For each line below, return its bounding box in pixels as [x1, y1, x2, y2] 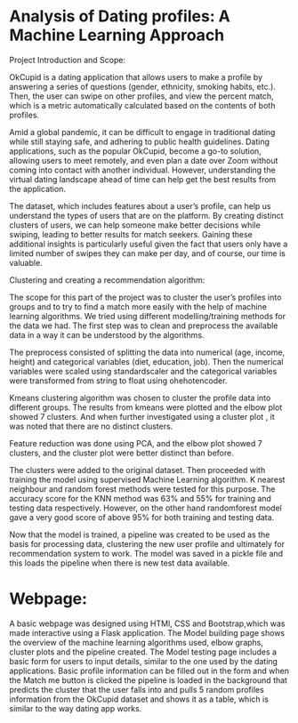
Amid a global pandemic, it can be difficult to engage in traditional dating [9, 126, 276, 137]
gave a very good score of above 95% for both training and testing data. [9, 511, 275, 522]
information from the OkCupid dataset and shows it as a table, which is [9, 694, 270, 704]
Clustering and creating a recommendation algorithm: [9, 274, 205, 285]
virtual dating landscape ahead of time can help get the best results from [9, 173, 277, 184]
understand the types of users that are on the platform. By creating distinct [9, 210, 284, 221]
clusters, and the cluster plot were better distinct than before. [9, 447, 234, 458]
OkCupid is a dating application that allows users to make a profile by [9, 71, 263, 82]
